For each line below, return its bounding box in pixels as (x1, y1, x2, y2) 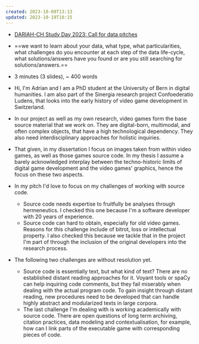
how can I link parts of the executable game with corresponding (23, 324, 180, 331)
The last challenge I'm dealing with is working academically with (23, 305, 181, 313)
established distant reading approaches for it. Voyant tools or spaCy (23, 274, 191, 281)
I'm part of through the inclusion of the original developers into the (23, 238, 186, 245)
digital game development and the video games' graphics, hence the (14, 165, 183, 172)
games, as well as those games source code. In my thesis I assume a (14, 151, 184, 159)
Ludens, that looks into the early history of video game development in (14, 97, 188, 104)
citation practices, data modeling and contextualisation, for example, (23, 318, 192, 326)
